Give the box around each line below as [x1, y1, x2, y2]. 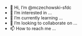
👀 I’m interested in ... [9, 10, 52, 16]
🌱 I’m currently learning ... [9, 15, 63, 20]
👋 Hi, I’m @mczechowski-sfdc [9, 5, 72, 10]
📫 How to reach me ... [9, 26, 56, 31]
